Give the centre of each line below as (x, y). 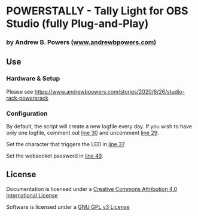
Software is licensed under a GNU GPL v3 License (68, 206)
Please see (20, 91)
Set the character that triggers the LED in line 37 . (66, 144)
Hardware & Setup (33, 79)
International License (32, 195)
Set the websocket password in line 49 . (55, 156)
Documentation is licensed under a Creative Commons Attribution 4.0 (92, 189)
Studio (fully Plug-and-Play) (77, 24)
